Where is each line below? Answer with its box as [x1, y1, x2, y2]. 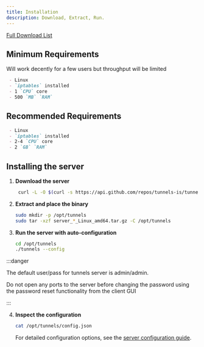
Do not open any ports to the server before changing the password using [6, 281, 190, 288]
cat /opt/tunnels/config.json [15, 323, 93, 329]
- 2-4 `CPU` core [9, 139, 53, 145]
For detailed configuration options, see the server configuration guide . [15, 334, 192, 342]
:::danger [6, 257, 29, 265]
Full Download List [6, 31, 53, 38]
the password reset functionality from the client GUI [6, 288, 136, 295]
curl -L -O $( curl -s [18, 189, 73, 195]
